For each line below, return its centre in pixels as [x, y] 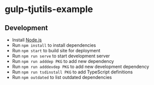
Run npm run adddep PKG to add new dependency [63, 61]
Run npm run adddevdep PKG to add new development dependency [81, 67]
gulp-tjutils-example [49, 9]
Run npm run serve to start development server [61, 56]
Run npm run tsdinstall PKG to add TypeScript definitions [72, 72]
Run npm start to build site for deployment [56, 51]
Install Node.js [27, 40]
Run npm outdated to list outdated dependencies [62, 77]
